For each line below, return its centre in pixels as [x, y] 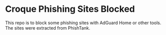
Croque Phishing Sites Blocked [70, 9]
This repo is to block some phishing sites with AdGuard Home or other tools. [83, 23]
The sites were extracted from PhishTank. [48, 28]
